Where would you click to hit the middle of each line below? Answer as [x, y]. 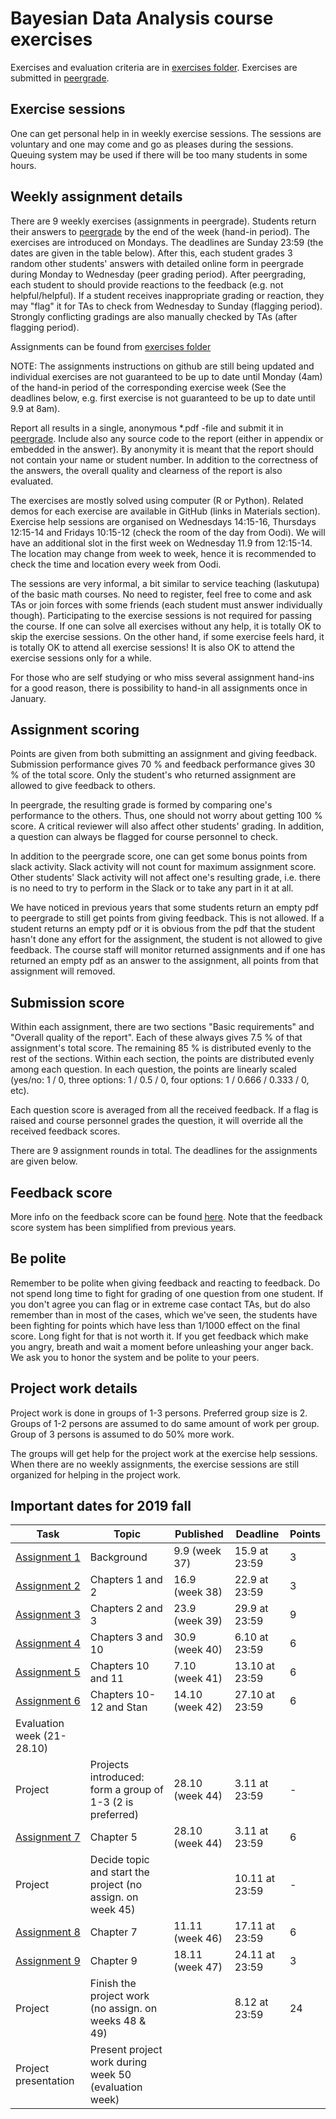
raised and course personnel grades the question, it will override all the [157, 1121]
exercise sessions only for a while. [81, 658]
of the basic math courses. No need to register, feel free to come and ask [161, 594]
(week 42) [198, 1707]
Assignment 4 [48, 1644]
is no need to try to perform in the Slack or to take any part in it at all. [152, 888]
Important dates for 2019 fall [101, 1506]
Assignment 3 [48, 1615]
